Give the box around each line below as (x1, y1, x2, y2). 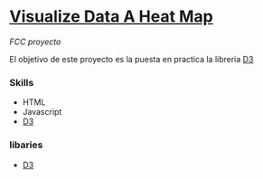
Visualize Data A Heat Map (9, 6, 214, 27)
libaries (9, 138, 43, 151)
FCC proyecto (9, 36, 61, 47)
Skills (9, 76, 34, 89)
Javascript (22, 107, 62, 118)
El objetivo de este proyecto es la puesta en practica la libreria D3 (9, 53, 254, 64)
